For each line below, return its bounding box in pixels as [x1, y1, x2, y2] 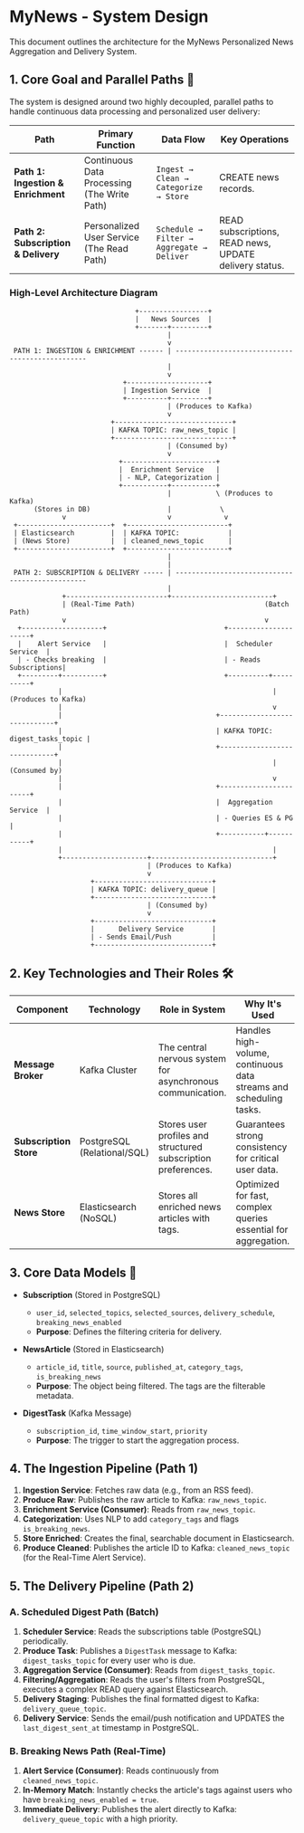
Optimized [235, 1178, 280, 1190]
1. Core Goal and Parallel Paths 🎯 [9, 72, 195, 88]
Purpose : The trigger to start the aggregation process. [35, 1435, 240, 1446]
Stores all [157, 1189, 198, 1201]
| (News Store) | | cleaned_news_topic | [13, 537, 233, 546]
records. [219, 182, 255, 195]
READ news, [219, 236, 271, 249]
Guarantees [235, 1118, 286, 1131]
